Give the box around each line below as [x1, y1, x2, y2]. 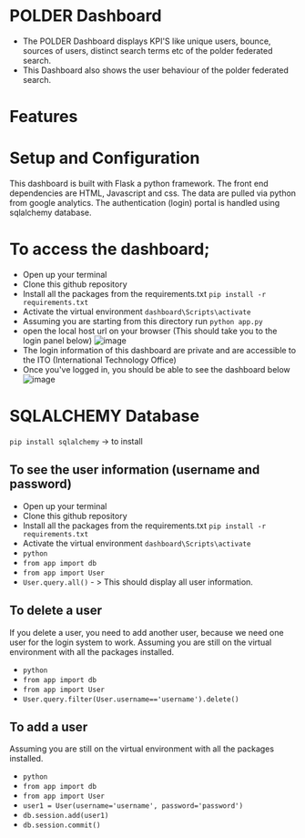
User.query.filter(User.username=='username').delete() [22, 694, 239, 704]
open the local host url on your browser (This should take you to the [22, 325, 278, 336]
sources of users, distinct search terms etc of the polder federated [22, 45, 273, 56]
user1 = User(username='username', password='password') [22, 802, 244, 811]
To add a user [9, 719, 88, 734]
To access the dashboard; [9, 239, 210, 260]
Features [9, 107, 78, 128]
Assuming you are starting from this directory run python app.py [22, 316, 263, 326]
